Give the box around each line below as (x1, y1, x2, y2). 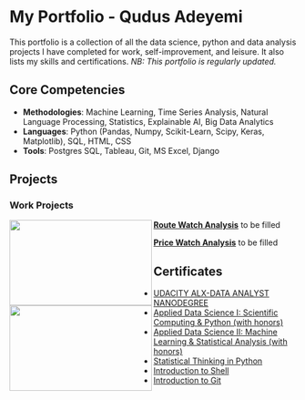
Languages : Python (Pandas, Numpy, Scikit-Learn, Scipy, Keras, (22, 126, 265, 137)
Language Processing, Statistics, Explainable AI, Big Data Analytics (22, 116, 274, 127)
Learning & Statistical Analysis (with (153, 336, 289, 347)
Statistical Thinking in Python (153, 355, 263, 366)
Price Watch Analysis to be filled (153, 237, 279, 248)
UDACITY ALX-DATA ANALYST (153, 288, 270, 299)
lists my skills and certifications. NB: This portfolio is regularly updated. (9, 56, 277, 67)
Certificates (153, 263, 223, 279)
